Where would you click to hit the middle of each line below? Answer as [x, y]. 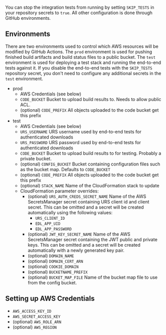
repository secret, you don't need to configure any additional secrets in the [83, 73]
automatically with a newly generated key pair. [76, 250]
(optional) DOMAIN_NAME [51, 255]
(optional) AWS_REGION [35, 327]
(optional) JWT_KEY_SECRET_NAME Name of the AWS [79, 234]
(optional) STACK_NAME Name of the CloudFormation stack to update [90, 185]
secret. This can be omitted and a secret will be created [86, 207]
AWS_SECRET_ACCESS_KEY [36, 317]
